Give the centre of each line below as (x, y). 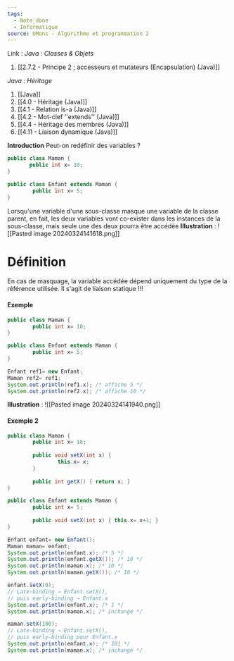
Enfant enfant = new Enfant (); (52, 540)
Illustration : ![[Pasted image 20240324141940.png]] (84, 404)
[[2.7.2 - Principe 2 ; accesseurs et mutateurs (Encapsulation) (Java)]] (118, 67)
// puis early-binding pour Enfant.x (63, 637)
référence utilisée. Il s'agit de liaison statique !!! (76, 289)
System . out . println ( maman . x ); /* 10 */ (66, 566)
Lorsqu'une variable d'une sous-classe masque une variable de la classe (113, 211)
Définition (37, 262)
